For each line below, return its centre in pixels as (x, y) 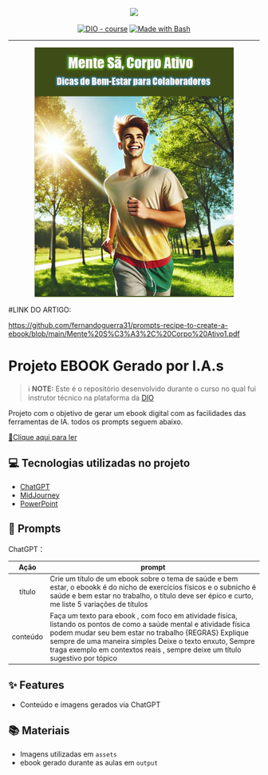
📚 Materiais (39, 731)
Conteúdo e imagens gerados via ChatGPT (90, 705)
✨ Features (36, 685)
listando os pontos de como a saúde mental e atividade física (150, 624)
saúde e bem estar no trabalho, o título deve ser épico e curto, (152, 596)
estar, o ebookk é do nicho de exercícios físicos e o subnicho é (153, 587)
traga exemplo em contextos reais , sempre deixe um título (146, 649)
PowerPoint (39, 503)
